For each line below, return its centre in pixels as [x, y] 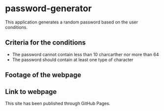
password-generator [48, 9]
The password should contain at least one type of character [73, 60]
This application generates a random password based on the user [72, 22]
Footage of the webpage [43, 75]
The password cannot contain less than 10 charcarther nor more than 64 [85, 54]
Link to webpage [31, 92]
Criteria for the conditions [45, 43]
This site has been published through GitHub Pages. [58, 103]
